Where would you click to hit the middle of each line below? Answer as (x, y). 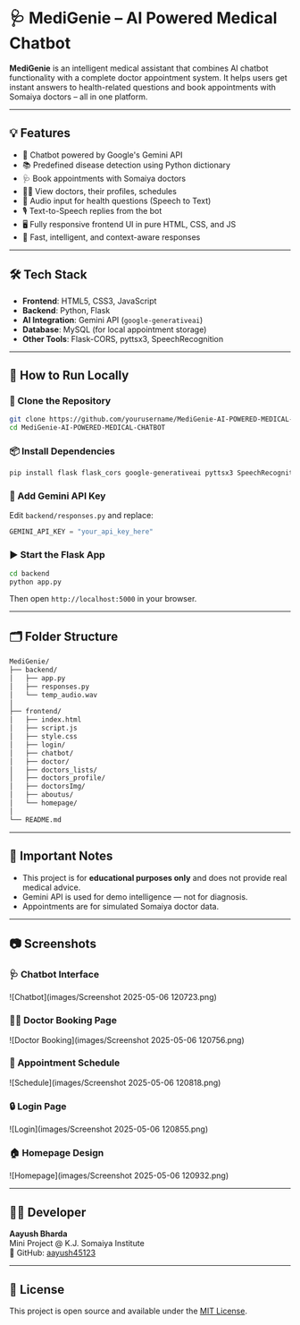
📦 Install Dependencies (62, 451)
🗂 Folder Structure (64, 636)
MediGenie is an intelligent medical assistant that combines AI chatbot (139, 68)
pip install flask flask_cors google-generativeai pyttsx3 (121, 473)
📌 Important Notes (61, 856)
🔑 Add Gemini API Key (58, 496)
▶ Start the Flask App (57, 555)
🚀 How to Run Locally (69, 375)
